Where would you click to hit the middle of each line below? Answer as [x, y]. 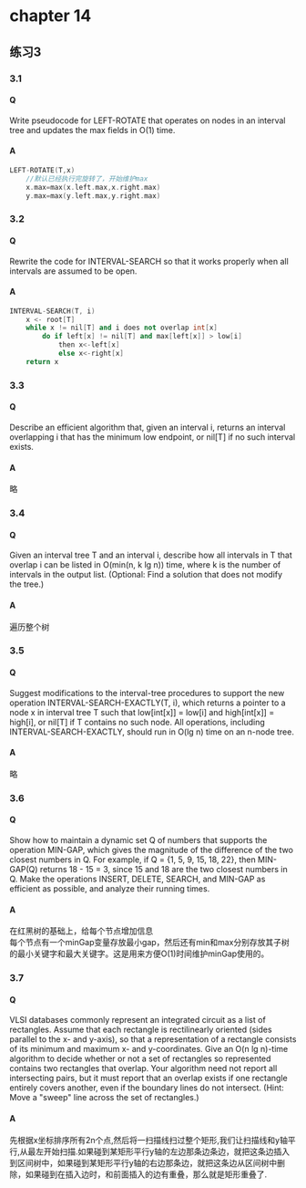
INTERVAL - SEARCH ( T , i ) [52, 311]
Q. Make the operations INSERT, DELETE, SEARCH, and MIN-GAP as [138, 879]
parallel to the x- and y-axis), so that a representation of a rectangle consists [153, 1039]
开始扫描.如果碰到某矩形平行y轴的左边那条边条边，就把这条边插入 [167, 1152]
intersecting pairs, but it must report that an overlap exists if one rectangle [149, 1079]
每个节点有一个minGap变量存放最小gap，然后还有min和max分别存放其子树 [149, 943]
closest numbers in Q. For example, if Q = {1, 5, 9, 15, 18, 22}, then [133, 860]
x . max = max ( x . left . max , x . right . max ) [93, 187]
